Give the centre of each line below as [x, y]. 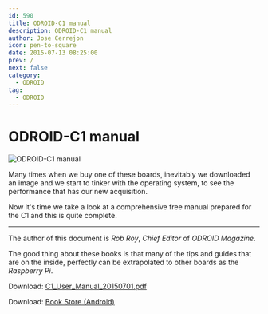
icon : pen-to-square [43, 46]
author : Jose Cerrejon [46, 38]
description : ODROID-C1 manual [60, 30]
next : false [28, 68]
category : [25, 75]
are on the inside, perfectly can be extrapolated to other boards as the [124, 262]
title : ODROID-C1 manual [49, 23]
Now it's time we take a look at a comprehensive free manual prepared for [130, 207]
